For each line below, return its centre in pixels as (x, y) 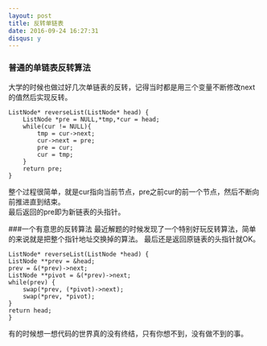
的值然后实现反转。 (40, 97)
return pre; (43, 169)
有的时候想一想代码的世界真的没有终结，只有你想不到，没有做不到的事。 (128, 333)
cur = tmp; (55, 154)
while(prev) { (32, 282)
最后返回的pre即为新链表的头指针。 (67, 212)
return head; (30, 311)
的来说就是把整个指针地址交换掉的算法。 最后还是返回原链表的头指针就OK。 (134, 239)
